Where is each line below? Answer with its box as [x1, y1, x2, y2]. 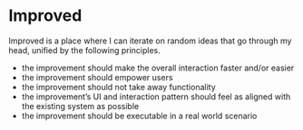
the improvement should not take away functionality [21, 81, 217, 92]
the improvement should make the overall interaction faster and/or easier [21, 62, 295, 73]
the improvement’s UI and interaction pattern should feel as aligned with [21, 91, 291, 102]
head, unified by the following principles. [8, 44, 161, 55]
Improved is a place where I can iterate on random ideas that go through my [8, 35, 292, 46]
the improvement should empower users [21, 71, 173, 82]
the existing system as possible [21, 100, 140, 111]
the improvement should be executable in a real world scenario [21, 110, 258, 121]
